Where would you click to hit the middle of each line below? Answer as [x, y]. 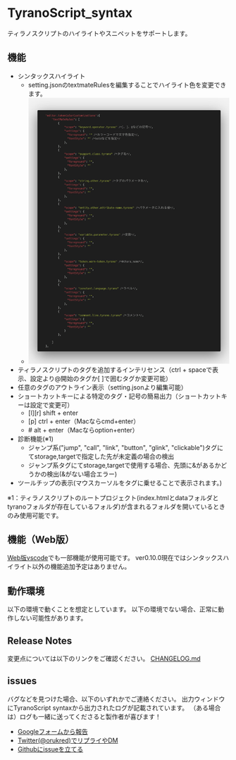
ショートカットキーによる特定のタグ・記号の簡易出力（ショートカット [119, 396]
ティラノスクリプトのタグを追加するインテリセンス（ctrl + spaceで [115, 369]
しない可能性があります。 [50, 618]
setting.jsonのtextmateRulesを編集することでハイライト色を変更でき [127, 85]
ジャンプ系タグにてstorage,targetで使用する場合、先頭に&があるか [124, 465]
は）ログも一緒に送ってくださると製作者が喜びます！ [84, 716]
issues [22, 681]
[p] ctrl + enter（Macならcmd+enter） [83, 421]
